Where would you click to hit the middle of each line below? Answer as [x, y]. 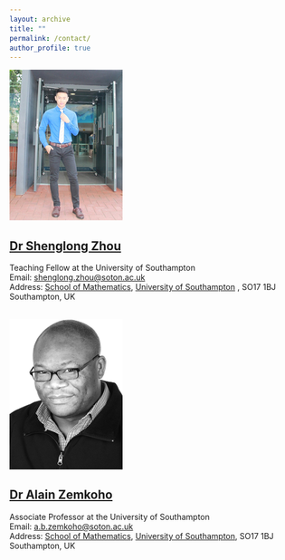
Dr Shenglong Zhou [66, 246]
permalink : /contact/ [50, 38]
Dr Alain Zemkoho [61, 495]
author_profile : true [50, 48]
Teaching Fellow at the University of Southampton [103, 268]
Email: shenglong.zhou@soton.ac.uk [77, 277]
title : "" [28, 29]
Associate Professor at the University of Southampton [110, 517]
